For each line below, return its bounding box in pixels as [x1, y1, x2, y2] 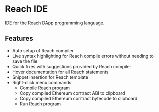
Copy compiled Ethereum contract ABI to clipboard [19, 90, 125, 96]
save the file [12, 58, 38, 64]
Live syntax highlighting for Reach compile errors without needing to [12, 53, 154, 59]
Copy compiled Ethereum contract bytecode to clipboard [19, 95, 138, 101]
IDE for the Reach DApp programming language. [5, 20, 105, 26]
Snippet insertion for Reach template [12, 74, 89, 80]
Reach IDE [5, 3, 48, 15]
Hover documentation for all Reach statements [12, 69, 109, 75]
